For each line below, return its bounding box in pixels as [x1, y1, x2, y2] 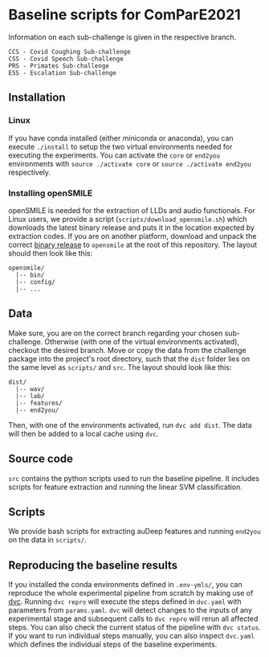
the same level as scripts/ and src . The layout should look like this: [8, 362, 232, 372]
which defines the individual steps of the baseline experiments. [8, 639, 218, 649]
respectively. [8, 167, 51, 177]
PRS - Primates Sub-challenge [8, 62, 110, 70]
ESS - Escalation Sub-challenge [8, 68, 116, 77]
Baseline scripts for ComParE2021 [8, 6, 241, 24]
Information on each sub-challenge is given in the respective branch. [8, 32, 237, 42]
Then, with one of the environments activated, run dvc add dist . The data [8, 420, 252, 429]
